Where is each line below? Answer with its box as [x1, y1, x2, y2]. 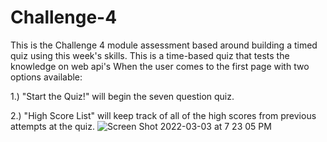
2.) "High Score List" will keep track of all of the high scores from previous [10, 109, 317, 121]
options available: [10, 71, 83, 83]
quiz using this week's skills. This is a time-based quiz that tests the [10, 49, 290, 61]
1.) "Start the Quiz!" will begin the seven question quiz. [10, 90, 235, 102]
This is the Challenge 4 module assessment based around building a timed [10, 39, 318, 51]
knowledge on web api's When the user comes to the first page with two [10, 60, 310, 72]
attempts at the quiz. [10, 120, 95, 132]
